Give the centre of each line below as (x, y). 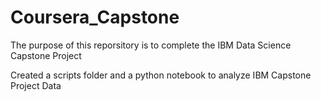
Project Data (36, 85)
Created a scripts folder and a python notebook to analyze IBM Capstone (161, 75)
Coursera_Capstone (95, 17)
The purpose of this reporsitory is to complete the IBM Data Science (151, 45)
